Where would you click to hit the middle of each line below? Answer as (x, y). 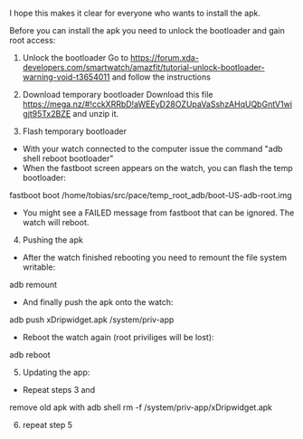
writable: (39, 267)
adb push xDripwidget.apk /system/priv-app (92, 320)
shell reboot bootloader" (68, 158)
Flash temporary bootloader (74, 131)
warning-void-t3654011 (66, 77)
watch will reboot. (56, 222)
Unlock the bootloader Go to (76, 57)
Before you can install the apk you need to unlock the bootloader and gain (147, 30)
